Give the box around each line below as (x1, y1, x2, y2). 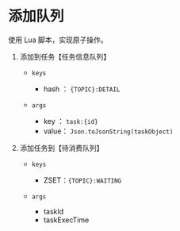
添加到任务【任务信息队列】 (19, 52, 111, 61)
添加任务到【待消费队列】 (19, 143, 104, 152)
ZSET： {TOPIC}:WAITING (43, 175, 122, 185)
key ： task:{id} (43, 116, 98, 125)
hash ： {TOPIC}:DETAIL (43, 84, 121, 94)
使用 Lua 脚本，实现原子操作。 (8, 35, 108, 44)
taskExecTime (43, 215, 90, 225)
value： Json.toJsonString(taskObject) (43, 126, 174, 136)
